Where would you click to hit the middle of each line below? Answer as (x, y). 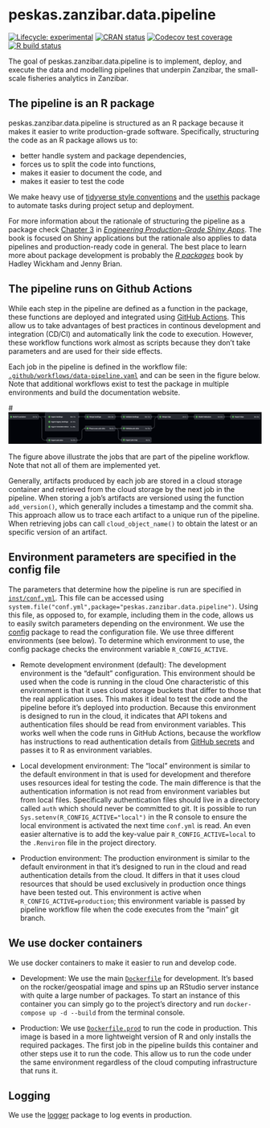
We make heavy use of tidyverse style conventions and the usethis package (134, 197)
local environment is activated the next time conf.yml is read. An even (135, 825)
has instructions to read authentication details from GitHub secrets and (137, 741)
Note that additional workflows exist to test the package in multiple (119, 384)
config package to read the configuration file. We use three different (121, 632)
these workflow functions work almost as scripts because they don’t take (129, 343)
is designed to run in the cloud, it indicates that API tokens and (123, 716)
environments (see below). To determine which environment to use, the (127, 640)
